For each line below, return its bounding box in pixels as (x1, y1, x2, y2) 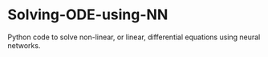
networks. (7, 40, 41, 50)
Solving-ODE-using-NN (7, 6, 169, 24)
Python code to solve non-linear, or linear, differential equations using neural (7, 32, 261, 42)
